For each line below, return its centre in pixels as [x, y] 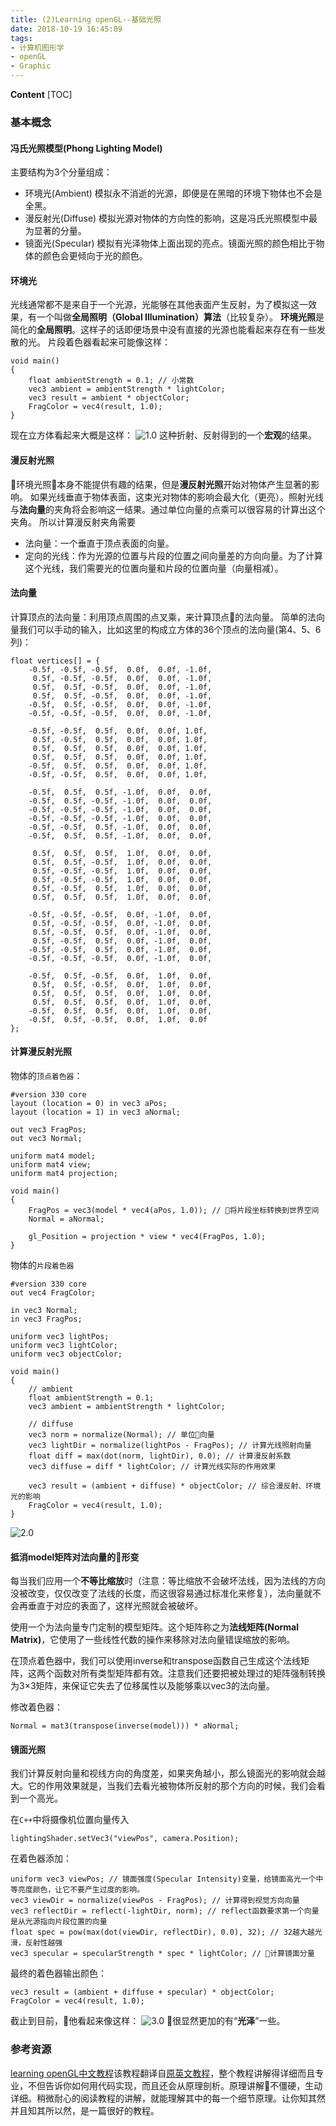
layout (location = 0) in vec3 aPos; [89, 1103]
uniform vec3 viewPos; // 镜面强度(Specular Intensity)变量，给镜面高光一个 [163, 1879]
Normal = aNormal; [66, 1219]
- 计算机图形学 [37, 47]
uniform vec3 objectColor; [66, 1354]
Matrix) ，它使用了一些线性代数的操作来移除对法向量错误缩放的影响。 [153, 1640]
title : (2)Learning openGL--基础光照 [86, 19]
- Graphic [31, 66]
